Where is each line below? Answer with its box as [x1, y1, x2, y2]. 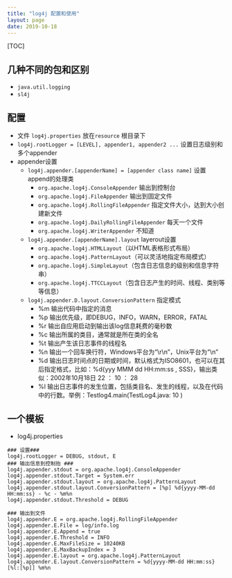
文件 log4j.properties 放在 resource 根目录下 [17, 132, 146, 139]
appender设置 [17, 157, 57, 165]
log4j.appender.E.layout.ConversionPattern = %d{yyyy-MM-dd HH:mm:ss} [7, 558, 215, 565]
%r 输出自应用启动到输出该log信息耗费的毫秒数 [37, 322, 172, 329]
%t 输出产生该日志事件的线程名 [37, 339, 127, 347]
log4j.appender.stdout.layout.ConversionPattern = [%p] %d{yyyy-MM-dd [7, 484, 215, 491]
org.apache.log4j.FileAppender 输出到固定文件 [37, 192, 172, 200]
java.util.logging [17, 84, 71, 91]
